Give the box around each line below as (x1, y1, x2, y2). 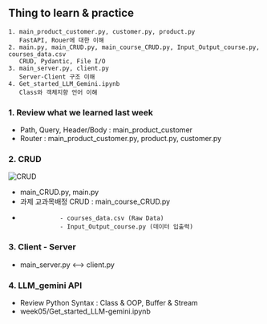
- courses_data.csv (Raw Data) (59, 214, 164, 223)
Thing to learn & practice (8, 6, 135, 20)
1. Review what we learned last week (8, 107, 154, 118)
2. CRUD (8, 154, 42, 165)
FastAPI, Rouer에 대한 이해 (18, 36, 104, 44)
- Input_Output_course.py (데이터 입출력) (59, 223, 194, 231)
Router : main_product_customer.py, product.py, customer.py (19, 134, 222, 144)
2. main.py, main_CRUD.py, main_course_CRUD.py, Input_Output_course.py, (8, 43, 261, 51)
